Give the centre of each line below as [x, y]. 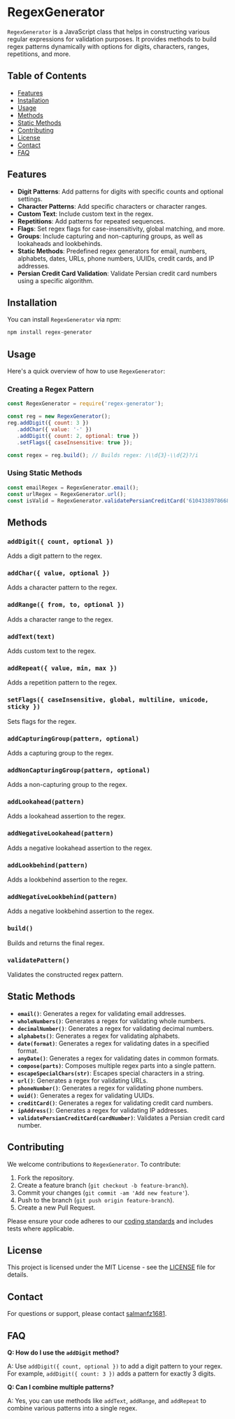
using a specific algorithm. [56, 280]
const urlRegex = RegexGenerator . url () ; [67, 494]
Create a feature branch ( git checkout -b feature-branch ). [103, 1185]
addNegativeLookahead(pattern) [60, 834]
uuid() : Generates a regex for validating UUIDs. [86, 1095]
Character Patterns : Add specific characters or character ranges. [112, 206]
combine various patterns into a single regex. [72, 1408]
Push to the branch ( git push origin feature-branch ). [96, 1200]
